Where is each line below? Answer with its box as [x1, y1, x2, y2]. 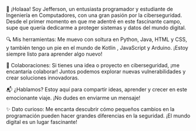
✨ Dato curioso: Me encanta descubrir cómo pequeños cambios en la [6, 106, 175, 112]
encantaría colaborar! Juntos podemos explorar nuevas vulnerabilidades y [6, 68, 186, 75]
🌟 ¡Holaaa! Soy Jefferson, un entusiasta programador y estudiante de [6, 6, 173, 12]
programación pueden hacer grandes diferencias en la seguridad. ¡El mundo [6, 112, 191, 119]
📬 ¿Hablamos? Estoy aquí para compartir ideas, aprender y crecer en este [6, 86, 188, 93]
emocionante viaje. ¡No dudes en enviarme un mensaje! [6, 94, 141, 101]
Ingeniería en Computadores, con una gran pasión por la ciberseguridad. [6, 12, 183, 19]
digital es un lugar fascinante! [6, 119, 77, 125]
